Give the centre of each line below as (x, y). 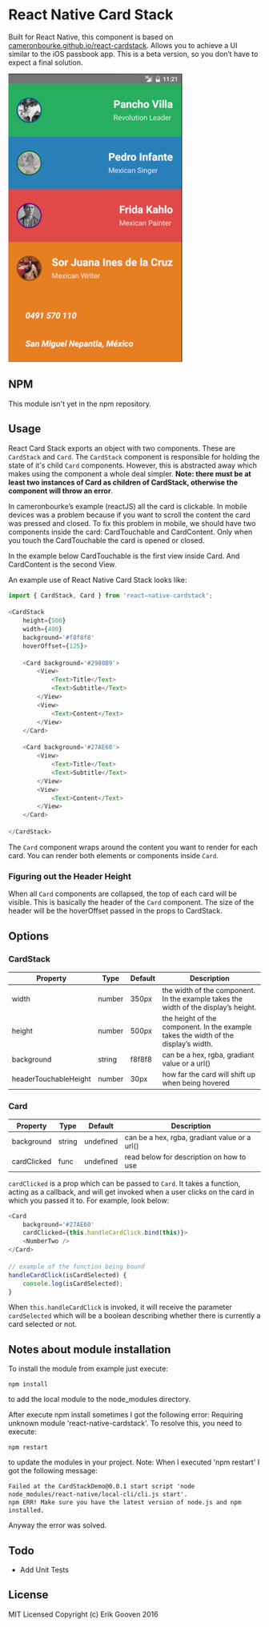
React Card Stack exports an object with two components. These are (122, 448)
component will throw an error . (61, 491)
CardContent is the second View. (62, 564)
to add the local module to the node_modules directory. (99, 1400)
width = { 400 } (42, 629)
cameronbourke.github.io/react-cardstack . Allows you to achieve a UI (123, 45)
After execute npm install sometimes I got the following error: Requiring (126, 1415)
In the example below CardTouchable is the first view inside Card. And (124, 556)
